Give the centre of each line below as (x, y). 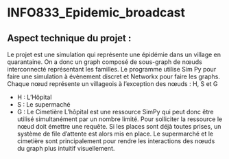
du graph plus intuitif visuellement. (66, 148)
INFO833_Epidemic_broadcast (96, 13)
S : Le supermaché (44, 104)
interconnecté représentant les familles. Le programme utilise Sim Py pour (112, 69)
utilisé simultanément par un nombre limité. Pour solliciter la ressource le (120, 119)
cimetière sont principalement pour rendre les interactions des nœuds (116, 141)
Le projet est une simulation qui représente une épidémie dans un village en (114, 54)
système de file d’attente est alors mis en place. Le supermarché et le (115, 134)
